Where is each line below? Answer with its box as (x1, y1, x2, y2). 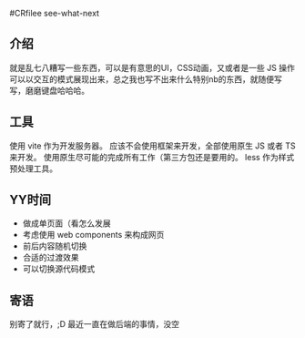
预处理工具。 (9, 163, 57, 174)
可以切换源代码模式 (22, 263, 96, 274)
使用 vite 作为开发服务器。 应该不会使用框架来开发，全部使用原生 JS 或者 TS (9, 140, 296, 151)
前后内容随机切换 (22, 241, 87, 251)
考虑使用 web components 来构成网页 (22, 230, 165, 241)
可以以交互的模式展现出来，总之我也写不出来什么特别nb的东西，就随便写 (9, 73, 282, 85)
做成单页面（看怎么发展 (22, 218, 111, 229)
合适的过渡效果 (22, 252, 79, 263)
